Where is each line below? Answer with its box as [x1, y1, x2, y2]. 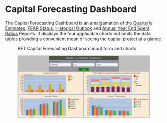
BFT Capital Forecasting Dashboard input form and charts [17, 45, 136, 51]
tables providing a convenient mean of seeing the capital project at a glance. [5, 36, 163, 42]
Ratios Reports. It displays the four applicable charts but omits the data [5, 30, 151, 36]
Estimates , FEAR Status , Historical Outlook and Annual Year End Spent [5, 25, 150, 31]
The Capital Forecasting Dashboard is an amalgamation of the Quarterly [5, 20, 153, 26]
